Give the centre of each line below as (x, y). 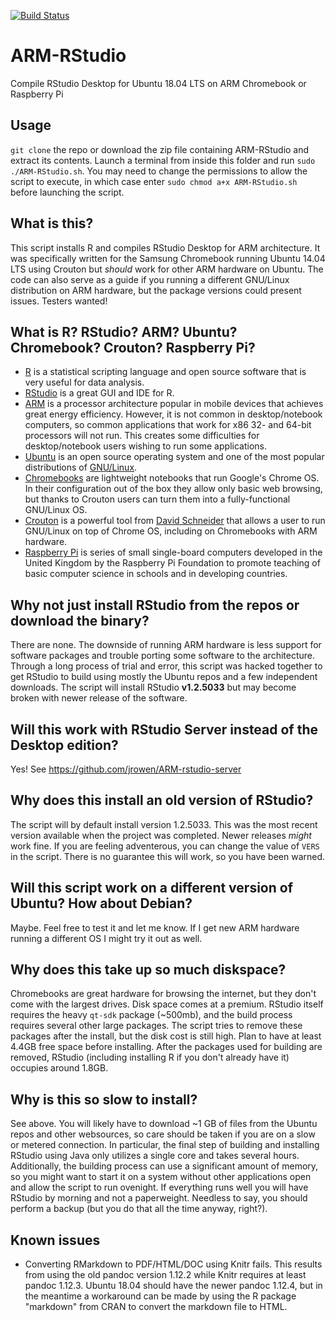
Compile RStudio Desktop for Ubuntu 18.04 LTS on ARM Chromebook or (158, 83)
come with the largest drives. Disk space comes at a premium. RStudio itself (167, 1004)
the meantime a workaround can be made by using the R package (160, 1296)
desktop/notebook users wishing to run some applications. (145, 446)
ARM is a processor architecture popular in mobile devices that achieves (174, 404)
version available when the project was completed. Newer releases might (161, 835)
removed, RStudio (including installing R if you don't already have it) (150, 1057)
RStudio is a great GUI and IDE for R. (99, 393)
